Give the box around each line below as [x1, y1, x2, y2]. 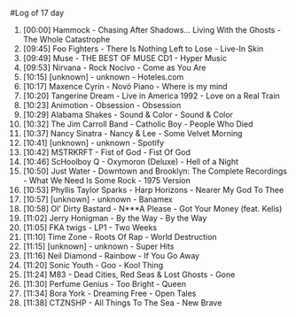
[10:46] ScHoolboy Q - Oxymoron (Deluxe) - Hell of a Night [22, 157, 238, 166]
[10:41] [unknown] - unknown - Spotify [22, 137, 165, 148]
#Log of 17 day [10, 8, 65, 18]
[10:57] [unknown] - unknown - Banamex [22, 194, 174, 205]
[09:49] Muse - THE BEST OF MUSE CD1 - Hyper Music [22, 53, 227, 63]
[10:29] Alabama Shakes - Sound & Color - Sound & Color [22, 110, 234, 120]
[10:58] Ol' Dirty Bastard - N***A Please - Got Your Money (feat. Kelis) [22, 204, 283, 213]
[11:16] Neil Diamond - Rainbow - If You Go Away [22, 251, 200, 260]
